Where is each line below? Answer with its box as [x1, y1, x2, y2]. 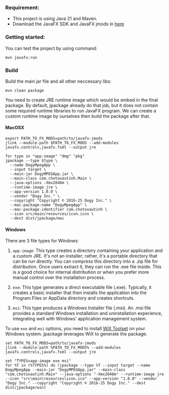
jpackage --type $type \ [5, 158, 58, 163]
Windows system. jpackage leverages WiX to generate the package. [5, 331, 148, 337]
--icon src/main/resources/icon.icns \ [10, 211, 94, 217]
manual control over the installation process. [12, 274, 105, 280]
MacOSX [5, 125, 24, 131]
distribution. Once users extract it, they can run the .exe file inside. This [12, 264, 162, 270]
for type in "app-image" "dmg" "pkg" [5, 154, 85, 159]
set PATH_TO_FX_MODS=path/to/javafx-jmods [5, 341, 96, 346]
